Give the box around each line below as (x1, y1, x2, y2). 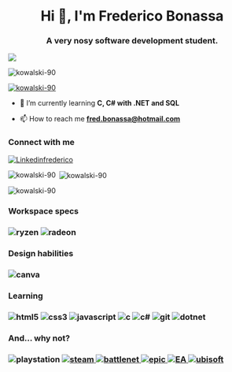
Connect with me (8, 137, 75, 148)
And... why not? (8, 333, 71, 344)
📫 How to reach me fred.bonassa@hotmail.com (19, 114, 181, 124)
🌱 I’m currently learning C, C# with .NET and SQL (19, 99, 179, 108)
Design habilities (8, 248, 74, 259)
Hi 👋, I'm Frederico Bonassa (40, 7, 224, 25)
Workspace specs (8, 206, 79, 217)
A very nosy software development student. (46, 35, 219, 46)
